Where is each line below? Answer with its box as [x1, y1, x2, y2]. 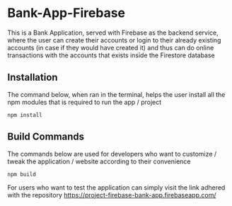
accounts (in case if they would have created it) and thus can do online [7, 43, 214, 52]
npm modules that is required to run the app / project [7, 98, 162, 106]
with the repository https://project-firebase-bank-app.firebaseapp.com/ [7, 190, 216, 199]
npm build [7, 171, 37, 178]
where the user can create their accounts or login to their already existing [7, 35, 221, 44]
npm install [7, 111, 42, 118]
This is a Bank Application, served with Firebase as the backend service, [7, 28, 219, 37]
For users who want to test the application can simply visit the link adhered [7, 183, 226, 192]
